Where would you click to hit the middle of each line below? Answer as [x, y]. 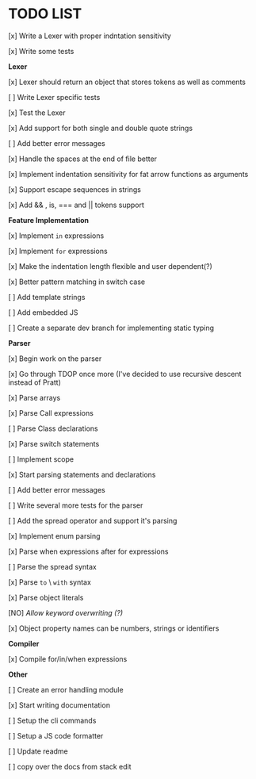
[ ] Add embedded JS [43, 312]
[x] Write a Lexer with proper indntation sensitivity [90, 36]
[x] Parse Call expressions [51, 413]
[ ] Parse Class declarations [53, 428]
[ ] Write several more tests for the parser [76, 505]
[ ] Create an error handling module [66, 689]
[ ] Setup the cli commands [52, 720]
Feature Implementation [49, 220]
